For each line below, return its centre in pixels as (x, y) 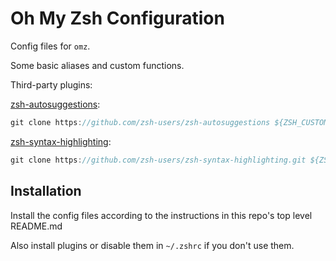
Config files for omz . (50, 46)
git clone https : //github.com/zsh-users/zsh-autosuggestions (140, 122)
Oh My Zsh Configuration (117, 18)
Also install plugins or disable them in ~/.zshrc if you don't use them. (152, 245)
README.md (36, 226)
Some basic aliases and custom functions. (97, 65)
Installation (46, 191)
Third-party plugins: (51, 84)
